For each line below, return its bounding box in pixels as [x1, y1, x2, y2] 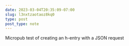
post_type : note [5, 21, 39, 26]
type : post [5, 16, 28, 21]
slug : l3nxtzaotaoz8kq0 [5, 12, 55, 17]
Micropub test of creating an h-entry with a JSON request [5, 35, 124, 41]
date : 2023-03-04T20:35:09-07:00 [5, 7, 75, 12]
